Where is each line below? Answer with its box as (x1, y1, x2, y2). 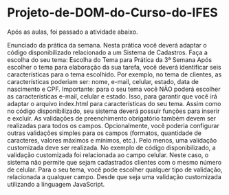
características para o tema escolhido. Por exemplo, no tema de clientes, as (7, 70, 222, 79)
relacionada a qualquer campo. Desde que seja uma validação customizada (7, 172, 221, 181)
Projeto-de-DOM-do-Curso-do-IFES (7, 5, 218, 21)
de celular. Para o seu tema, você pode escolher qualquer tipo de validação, (7, 165, 223, 174)
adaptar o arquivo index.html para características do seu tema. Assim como (7, 99, 221, 107)
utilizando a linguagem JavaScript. (7, 180, 105, 188)
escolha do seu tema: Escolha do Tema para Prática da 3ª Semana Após (7, 55, 212, 63)
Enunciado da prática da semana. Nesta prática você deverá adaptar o (7, 41, 208, 49)
